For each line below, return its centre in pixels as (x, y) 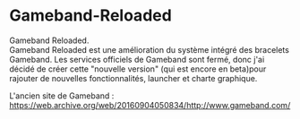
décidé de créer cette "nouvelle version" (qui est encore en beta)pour (138, 69)
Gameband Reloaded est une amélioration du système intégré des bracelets (149, 49)
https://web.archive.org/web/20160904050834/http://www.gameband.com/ (150, 105)
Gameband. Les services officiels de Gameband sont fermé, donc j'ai (137, 59)
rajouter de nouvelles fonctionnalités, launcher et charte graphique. (133, 78)
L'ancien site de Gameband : (62, 96)
